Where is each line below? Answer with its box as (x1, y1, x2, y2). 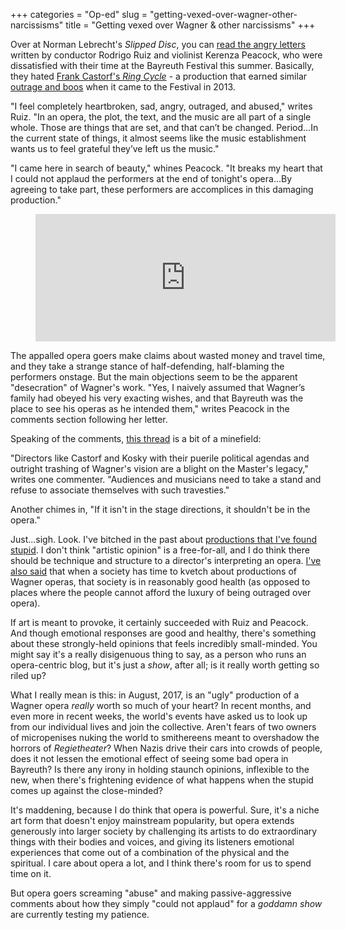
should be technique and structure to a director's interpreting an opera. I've (10, 555, 322, 566)
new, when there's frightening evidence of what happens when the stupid (10, 774, 314, 786)
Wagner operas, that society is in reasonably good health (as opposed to (10, 576, 311, 588)
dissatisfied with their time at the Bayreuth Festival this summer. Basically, (10, 60, 315, 71)
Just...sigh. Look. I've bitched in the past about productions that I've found (10, 534, 317, 545)
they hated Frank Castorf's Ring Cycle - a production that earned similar (10, 70, 308, 82)
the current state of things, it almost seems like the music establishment (10, 132, 307, 144)
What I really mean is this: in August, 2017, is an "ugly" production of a (10, 689, 300, 701)
